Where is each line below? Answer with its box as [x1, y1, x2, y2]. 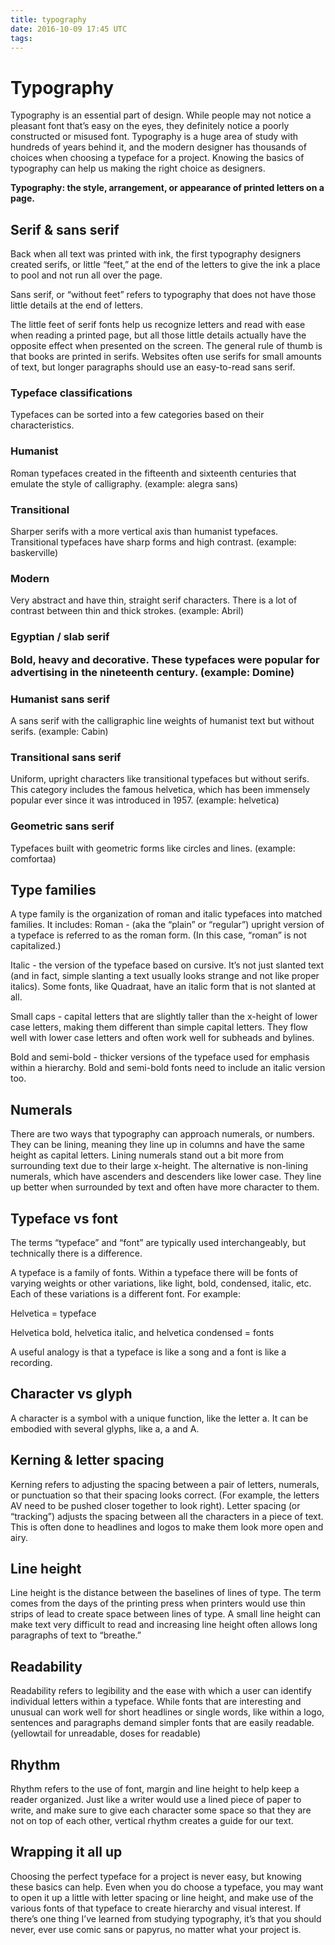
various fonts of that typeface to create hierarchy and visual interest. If [10, 1902, 302, 1914]
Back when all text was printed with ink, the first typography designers [10, 248, 302, 260]
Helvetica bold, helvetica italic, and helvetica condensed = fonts [10, 1326, 275, 1338]
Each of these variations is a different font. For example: [10, 1287, 241, 1300]
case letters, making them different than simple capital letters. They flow [10, 1021, 308, 1033]
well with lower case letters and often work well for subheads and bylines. [10, 1032, 315, 1044]
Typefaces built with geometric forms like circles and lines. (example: [10, 842, 296, 854]
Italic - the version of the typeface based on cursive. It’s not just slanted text [10, 959, 325, 971]
